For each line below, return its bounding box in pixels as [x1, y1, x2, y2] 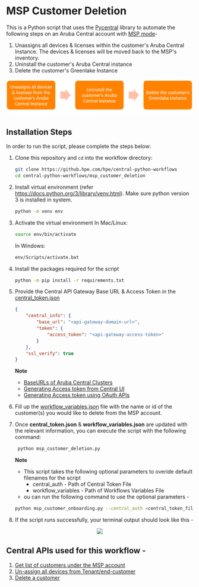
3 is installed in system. [14, 196, 72, 203]
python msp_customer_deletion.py [17, 446, 100, 452]
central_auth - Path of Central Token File [32, 481, 132, 488]
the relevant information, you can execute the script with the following [14, 427, 186, 434]
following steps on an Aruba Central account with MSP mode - [6, 30, 158, 37]
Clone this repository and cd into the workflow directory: [14, 154, 153, 162]
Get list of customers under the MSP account [14, 561, 125, 569]
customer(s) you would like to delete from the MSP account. [14, 409, 162, 416]
